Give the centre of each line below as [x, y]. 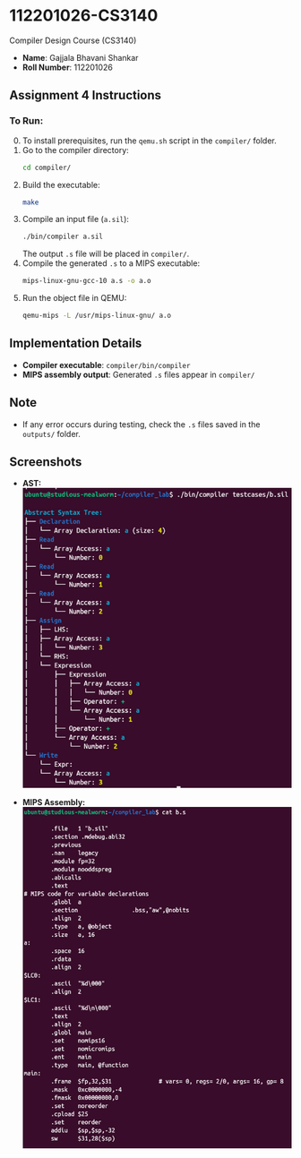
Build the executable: [61, 184]
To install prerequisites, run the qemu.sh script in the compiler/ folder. [150, 141]
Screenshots [46, 462]
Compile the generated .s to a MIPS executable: [111, 263]
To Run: [26, 121]
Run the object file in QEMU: [74, 298]
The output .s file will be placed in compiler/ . [106, 254]
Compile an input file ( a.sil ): [76, 219]
